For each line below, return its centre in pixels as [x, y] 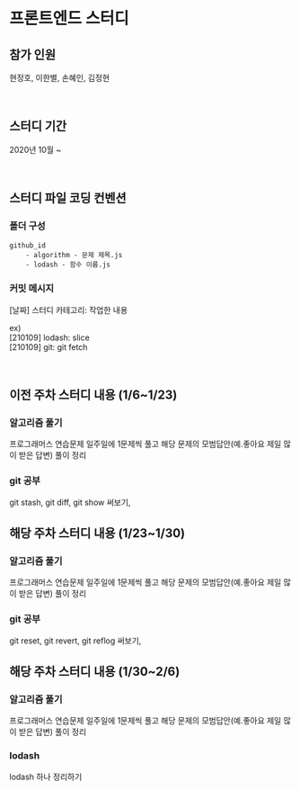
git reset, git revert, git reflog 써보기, [75, 641]
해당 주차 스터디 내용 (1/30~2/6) [95, 672]
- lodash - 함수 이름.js [68, 265]
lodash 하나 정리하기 [46, 777]
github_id [28, 245]
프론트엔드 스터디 [69, 18]
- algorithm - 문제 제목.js [74, 255]
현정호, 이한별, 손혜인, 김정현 [60, 78]
